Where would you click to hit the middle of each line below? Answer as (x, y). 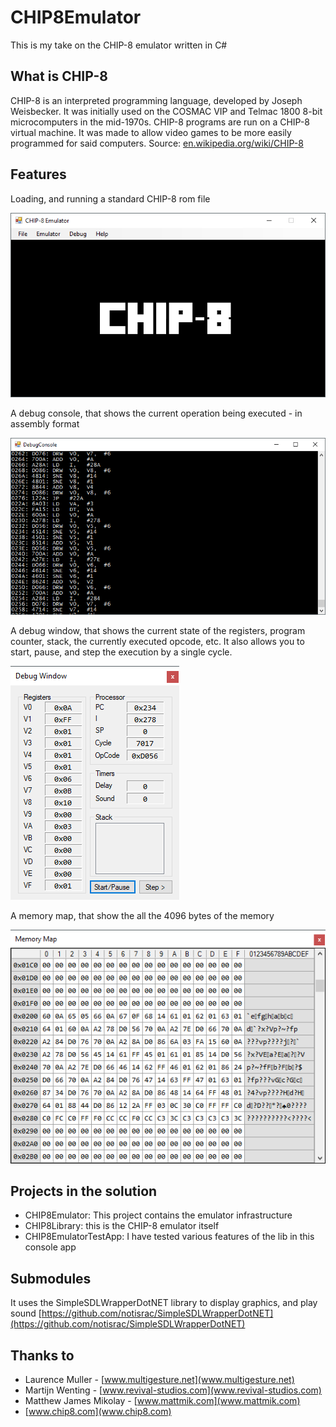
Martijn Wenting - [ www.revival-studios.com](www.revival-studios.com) (173, 1390)
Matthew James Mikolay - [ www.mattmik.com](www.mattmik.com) (162, 1401)
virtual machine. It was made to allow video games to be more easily (151, 132)
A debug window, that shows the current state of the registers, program (158, 630)
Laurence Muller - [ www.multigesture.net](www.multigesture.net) (159, 1380)
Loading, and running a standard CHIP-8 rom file (110, 198)
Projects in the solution (84, 1191)
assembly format (45, 423)
